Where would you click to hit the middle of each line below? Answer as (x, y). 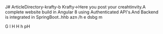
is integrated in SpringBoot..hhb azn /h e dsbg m (54, 17)
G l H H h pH (18, 26)
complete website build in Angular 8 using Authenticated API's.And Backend (82, 12)
